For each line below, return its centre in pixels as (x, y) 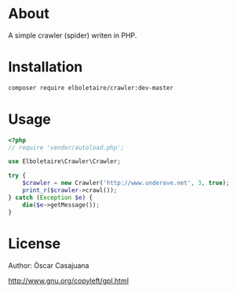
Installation (46, 67)
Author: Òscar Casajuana (49, 265)
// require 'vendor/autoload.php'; (66, 147)
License (35, 243)
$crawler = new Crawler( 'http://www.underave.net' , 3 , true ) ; (126, 183)
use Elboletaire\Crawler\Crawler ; (65, 161)
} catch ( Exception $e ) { (50, 197)
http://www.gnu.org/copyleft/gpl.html (69, 280)
